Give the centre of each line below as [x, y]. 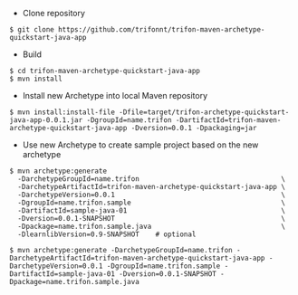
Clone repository [54, 13]
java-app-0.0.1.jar [46, 120]
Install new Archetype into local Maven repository [115, 95]
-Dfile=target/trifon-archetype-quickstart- [204, 112]
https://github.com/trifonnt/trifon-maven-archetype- [161, 30]
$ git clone [32, 30]
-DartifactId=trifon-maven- [228, 120]
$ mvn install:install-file [62, 112]
